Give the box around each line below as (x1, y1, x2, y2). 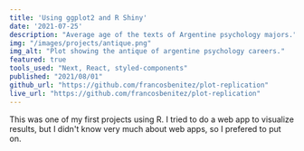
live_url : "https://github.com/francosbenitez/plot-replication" (9, 89, 261, 98)
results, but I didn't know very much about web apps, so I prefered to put (9, 123, 282, 134)
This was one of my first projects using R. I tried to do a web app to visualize (9, 114, 294, 125)
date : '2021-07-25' (9, 22, 83, 31)
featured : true (9, 55, 67, 64)
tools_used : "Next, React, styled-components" (9, 64, 188, 73)
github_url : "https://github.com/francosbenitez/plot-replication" (9, 80, 270, 90)
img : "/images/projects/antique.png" (9, 38, 152, 48)
